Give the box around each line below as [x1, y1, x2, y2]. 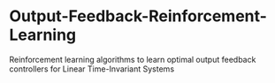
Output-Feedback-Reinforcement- [9, 6, 268, 26]
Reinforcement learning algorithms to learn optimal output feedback [9, 54, 256, 64]
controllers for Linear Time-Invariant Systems [9, 64, 175, 74]
